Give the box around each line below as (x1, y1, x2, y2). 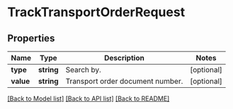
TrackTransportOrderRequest (7, 4, 186, 20)
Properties (7, 32, 55, 44)
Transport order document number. (65, 77, 183, 86)
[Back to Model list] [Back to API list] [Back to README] (7, 94, 170, 103)
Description (103, 53, 145, 63)
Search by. (65, 65, 101, 75)
